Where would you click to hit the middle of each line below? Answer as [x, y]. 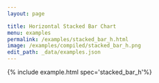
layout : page [26, 14]
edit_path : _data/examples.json [54, 52]
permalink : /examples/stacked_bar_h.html [68, 39]
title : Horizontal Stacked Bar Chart [62, 26]
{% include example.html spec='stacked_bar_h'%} [80, 72]
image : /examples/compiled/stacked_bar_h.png [74, 46]
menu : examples [29, 33]
